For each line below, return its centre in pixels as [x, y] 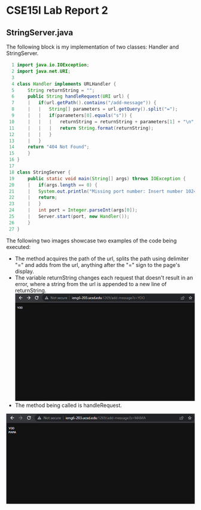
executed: [19, 247]
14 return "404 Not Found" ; [49, 147]
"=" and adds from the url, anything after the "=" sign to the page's [98, 265]
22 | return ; [33, 198]
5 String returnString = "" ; [53, 90]
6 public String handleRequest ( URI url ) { [71, 96]
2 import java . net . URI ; [41, 71]
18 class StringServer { [39, 172]
